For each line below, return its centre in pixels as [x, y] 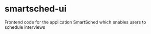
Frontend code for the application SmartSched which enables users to [75, 22]
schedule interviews [25, 27]
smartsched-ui [36, 9]
